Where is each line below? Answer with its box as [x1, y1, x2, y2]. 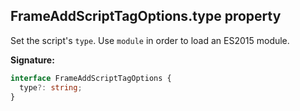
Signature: [10, 54, 55, 66]
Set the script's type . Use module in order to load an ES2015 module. [10, 34, 290, 46]
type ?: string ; [19, 82, 83, 93]
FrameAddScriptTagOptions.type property [10, 8, 282, 25]
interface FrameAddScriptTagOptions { [10, 73, 172, 83]
